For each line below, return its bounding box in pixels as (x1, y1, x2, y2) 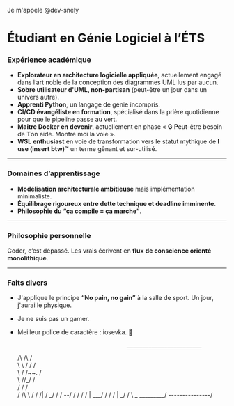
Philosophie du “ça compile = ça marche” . (17, 207, 141, 215)
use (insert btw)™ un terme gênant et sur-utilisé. (17, 145, 157, 153)
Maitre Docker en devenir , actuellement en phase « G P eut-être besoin (17, 123, 223, 131)
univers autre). (17, 93, 59, 102)
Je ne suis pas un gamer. (17, 315, 90, 323)
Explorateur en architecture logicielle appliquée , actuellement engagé (17, 71, 222, 79)
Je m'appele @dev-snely (7, 6, 79, 14)
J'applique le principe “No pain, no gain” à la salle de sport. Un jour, (17, 294, 214, 302)
